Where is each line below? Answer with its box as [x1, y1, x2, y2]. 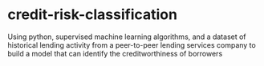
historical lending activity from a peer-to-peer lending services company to [7, 40, 256, 49]
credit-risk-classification [7, 6, 178, 24]
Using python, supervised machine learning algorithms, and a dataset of [7, 32, 246, 41]
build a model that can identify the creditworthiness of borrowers [7, 49, 223, 58]
